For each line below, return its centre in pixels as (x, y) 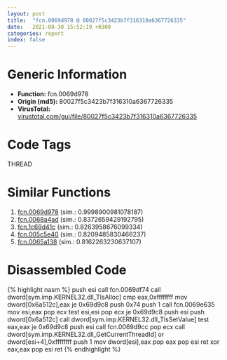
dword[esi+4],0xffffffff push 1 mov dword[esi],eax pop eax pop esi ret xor (113, 342)
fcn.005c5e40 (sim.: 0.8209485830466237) (82, 234)
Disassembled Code (67, 270)
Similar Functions (59, 193)
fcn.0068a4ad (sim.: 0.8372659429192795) (81, 219)
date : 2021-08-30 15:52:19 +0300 (59, 27)
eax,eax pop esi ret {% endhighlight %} (64, 349)
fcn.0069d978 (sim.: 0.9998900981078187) (80, 212)
